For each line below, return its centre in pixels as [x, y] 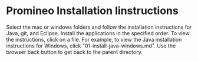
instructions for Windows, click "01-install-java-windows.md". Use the [91, 46]
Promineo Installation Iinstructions [92, 11]
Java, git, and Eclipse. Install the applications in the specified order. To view [98, 33]
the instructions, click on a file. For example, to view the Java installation [94, 39]
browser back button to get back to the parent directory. [74, 52]
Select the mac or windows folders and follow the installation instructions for [99, 27]
